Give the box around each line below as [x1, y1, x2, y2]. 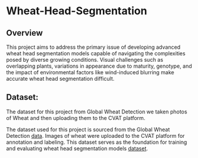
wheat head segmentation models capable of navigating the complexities [6, 50, 186, 57]
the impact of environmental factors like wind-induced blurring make [6, 69, 174, 75]
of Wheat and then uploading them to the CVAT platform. [6, 114, 146, 121]
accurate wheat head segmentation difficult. [6, 75, 115, 82]
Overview [6, 28, 43, 38]
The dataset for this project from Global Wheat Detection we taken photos [6, 108, 187, 115]
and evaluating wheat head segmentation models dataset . [6, 144, 149, 152]
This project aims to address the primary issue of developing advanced [6, 43, 181, 50]
